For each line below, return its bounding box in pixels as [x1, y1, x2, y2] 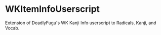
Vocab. [5, 25, 20, 31]
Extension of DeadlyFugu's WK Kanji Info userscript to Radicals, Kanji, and [5, 20, 157, 26]
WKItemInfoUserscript [5, 3, 100, 15]
